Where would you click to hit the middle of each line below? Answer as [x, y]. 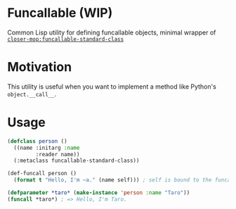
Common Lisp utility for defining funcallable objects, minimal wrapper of [112, 32]
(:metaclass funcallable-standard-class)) [77, 161]
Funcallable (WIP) [60, 13]
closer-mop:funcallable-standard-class [66, 39]
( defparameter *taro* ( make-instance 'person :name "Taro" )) [99, 193]
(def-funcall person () [42, 174]
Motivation [40, 67]
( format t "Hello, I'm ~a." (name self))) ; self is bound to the [113, 180]
